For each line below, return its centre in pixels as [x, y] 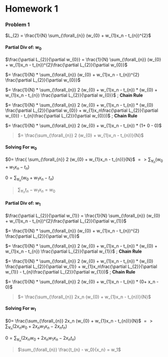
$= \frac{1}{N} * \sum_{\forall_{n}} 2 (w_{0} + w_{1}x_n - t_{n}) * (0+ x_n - [82, 282]
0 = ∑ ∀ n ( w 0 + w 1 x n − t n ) [30, 179]
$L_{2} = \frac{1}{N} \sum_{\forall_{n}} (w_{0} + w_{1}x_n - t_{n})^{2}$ [78, 35]
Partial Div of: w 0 [23, 48]
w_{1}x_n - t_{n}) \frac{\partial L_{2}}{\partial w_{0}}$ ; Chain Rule [74, 95]
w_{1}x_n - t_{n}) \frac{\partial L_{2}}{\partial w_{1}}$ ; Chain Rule [74, 251]
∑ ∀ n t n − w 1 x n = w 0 [36, 191]
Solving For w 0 [21, 148]
